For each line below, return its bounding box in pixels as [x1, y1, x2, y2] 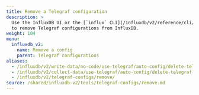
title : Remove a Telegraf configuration [6, 8, 108, 15]
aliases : [6, 58, 28, 64]
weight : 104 [6, 31, 36, 37]
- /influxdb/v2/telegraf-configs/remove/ [11, 74, 115, 80]
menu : [6, 36, 20, 42]
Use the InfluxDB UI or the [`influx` [11, 19, 108, 25]
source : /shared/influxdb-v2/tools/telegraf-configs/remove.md [6, 80, 166, 86]
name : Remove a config [17, 47, 73, 53]
